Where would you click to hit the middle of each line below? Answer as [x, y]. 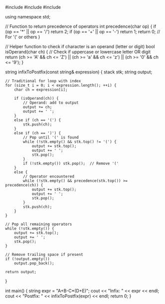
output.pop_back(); [34, 263]
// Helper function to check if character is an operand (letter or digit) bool [80, 46]
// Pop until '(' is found [51, 137]
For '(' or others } [23, 37]
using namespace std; [28, 17]
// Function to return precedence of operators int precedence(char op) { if [81, 26]
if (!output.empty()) [28, 259]
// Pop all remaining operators [39, 224]
